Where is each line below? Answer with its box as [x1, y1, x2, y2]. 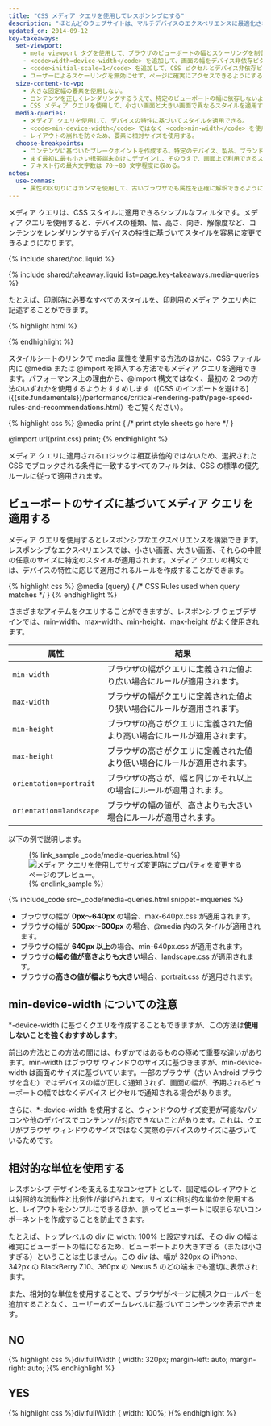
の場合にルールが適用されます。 [106, 784, 228, 796]
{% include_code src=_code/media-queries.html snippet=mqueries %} [8, 894, 244, 904]
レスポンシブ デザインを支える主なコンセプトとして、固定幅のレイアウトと [8, 1184, 257, 1194]
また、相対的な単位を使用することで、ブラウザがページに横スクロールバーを [8, 1289, 262, 1299]
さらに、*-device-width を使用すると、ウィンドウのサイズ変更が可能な [8, 1105, 244, 1114]
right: [8, 1363, 27, 1373]
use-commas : [15, 177, 56, 186]
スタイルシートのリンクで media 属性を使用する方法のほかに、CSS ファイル [8, 353, 261, 363]
